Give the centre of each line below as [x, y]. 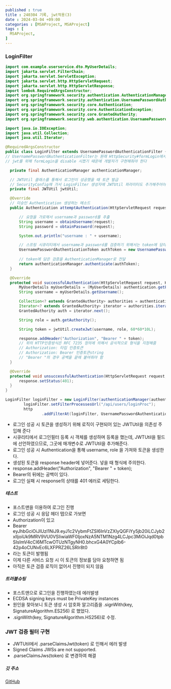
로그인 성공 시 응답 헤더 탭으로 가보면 [49, 513]
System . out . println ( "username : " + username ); [70, 236]
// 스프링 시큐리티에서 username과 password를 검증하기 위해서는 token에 [88, 245]
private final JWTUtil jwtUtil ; [44, 189]
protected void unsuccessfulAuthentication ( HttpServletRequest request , [89, 376]
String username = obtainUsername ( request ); [67, 222]
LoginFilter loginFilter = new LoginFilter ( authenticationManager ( [78, 400]
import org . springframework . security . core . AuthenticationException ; [79, 110]
